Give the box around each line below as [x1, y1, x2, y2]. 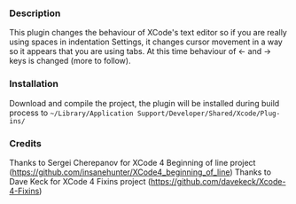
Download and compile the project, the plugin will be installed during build [9, 98, 280, 108]
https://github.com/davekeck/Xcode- [150, 176, 286, 186]
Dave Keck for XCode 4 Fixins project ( [9, 176, 152, 186]
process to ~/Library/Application [9, 107, 135, 118]
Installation [9, 78, 59, 90]
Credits [9, 137, 42, 149]
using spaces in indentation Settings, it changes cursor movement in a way [9, 36, 284, 47]
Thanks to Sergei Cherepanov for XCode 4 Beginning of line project [9, 157, 256, 168]
